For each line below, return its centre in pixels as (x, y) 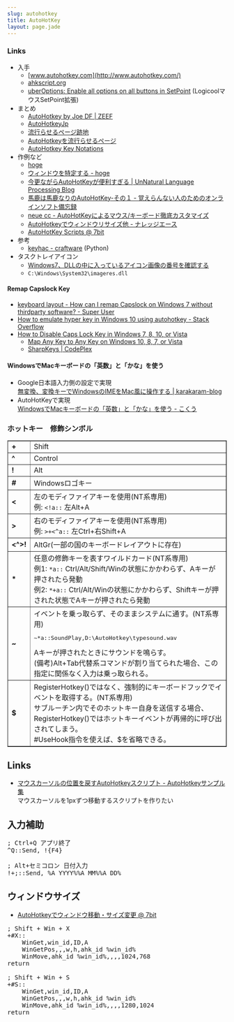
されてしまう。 (58, 729)
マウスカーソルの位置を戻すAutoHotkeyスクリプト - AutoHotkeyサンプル (121, 783)
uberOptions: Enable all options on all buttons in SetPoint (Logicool (123, 91)
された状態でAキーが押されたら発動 (92, 600)
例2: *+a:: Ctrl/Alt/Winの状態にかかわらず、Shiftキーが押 (126, 590)
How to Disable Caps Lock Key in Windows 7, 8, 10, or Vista (102, 334)
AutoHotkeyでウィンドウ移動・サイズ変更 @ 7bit (87, 914)
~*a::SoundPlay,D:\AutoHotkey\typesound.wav (106, 638)
